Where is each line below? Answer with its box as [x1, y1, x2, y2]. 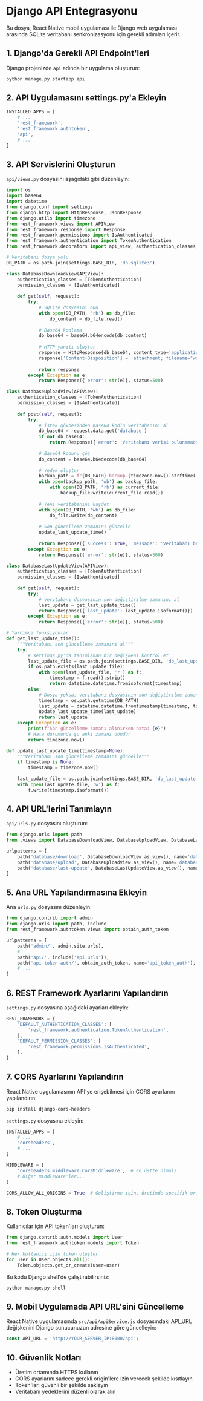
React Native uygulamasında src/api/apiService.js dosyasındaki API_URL [6, 1317, 192, 1325]
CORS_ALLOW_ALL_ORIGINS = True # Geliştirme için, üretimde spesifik [6, 1190, 188, 1196]
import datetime [6, 199, 47, 205]
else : [28, 686, 42, 692]
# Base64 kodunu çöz [38, 450, 91, 456]
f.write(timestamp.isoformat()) [28, 787, 110, 793]
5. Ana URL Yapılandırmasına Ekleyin [6, 887, 147, 897]
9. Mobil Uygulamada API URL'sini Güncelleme [6, 1301, 184, 1311]
